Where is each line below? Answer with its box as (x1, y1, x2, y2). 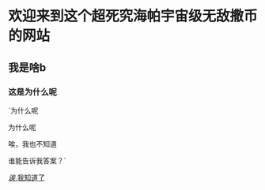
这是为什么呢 (8, 86, 58, 97)
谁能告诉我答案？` (8, 155, 66, 166)
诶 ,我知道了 (8, 173, 46, 182)
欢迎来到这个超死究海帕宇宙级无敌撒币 (8, 7, 259, 25)
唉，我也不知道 (8, 139, 57, 148)
